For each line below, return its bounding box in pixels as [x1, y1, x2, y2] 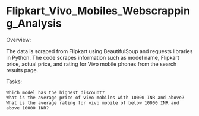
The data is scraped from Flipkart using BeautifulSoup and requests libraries [6, 47, 193, 54]
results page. [6, 66, 39, 73]
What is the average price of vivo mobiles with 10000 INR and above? [6, 95, 185, 101]
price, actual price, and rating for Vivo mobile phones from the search [6, 60, 177, 67]
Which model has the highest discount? [6, 89, 105, 95]
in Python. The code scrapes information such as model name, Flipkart [6, 54, 179, 61]
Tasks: [6, 78, 23, 85]
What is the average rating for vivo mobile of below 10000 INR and [6, 99, 179, 106]
